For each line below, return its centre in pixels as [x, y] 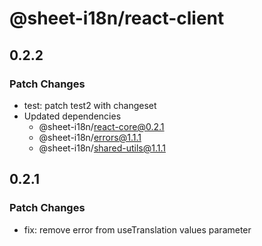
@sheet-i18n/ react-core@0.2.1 [101, 126]
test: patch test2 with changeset [90, 105]
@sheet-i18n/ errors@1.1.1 [90, 137]
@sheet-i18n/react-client [117, 18]
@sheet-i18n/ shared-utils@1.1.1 [102, 148]
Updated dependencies [72, 116]
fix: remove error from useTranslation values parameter [137, 229]
